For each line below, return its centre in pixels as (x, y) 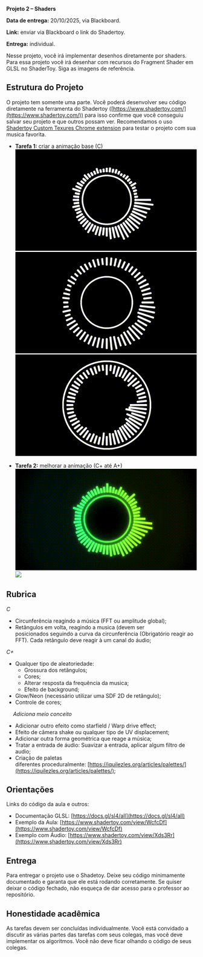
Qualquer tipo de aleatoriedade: (55, 663)
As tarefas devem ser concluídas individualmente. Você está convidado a (98, 929)
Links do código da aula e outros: (48, 804)
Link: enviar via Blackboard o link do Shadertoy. (66, 32)
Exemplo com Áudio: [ (43, 835)
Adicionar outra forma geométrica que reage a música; (83, 738)
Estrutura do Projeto (45, 88)
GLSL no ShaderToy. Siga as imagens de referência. (71, 68)
